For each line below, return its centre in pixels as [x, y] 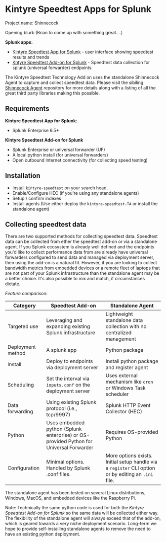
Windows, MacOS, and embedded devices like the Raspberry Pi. [71, 498]
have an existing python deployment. [43, 534]
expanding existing [68, 326]
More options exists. [129, 456]
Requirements [27, 109]
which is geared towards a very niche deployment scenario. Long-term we [81, 524]
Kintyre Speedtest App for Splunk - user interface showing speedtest [83, 52]
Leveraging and [64, 320]
